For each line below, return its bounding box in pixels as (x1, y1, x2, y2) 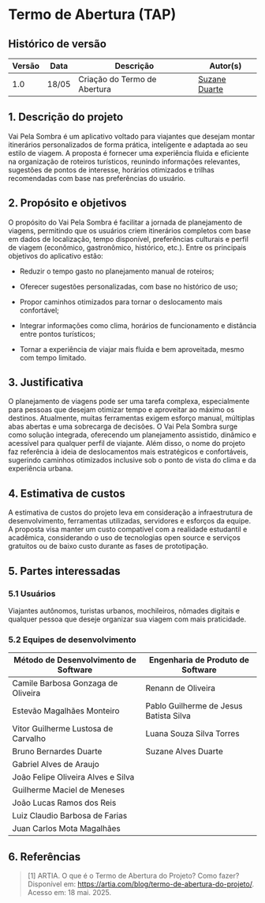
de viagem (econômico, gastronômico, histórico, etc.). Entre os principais (8, 243, 247, 252)
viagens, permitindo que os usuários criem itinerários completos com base (8, 225, 251, 235)
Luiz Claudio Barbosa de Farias (12, 810, 128, 822)
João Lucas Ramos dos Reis (12, 797, 117, 808)
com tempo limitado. (19, 353, 87, 362)
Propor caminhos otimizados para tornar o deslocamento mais (19, 297, 223, 306)
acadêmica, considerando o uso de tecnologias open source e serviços (8, 533, 241, 542)
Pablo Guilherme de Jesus (145, 701, 243, 712)
